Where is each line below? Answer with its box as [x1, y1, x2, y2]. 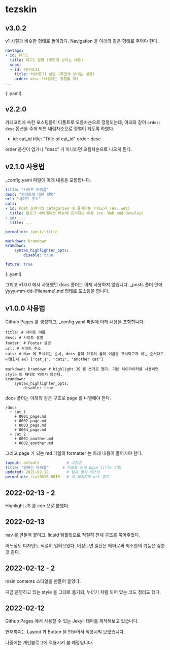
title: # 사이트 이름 [5, 329, 46, 335]
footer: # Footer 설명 [5, 341, 51, 346]
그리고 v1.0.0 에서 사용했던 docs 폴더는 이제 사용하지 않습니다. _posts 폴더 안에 [5, 281, 163, 288]
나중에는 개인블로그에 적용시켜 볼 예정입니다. [5, 639, 94, 646]
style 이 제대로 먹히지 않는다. [5, 372, 63, 377]
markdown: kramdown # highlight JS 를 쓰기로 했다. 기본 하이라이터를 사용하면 [5, 366, 159, 372]
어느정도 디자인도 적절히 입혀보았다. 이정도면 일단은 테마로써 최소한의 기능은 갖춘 [5, 542, 165, 548]
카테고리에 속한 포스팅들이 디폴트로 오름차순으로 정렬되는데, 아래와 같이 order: [5, 119, 161, 125]
